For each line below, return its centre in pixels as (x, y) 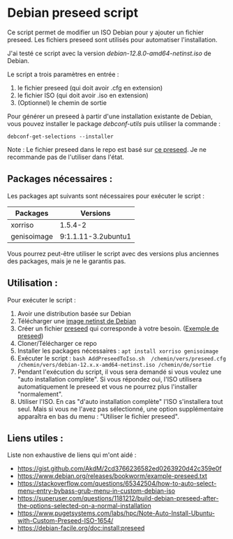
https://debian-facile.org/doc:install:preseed (81, 528)
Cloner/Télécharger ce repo (57, 343)
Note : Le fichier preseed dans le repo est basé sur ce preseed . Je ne (107, 149)
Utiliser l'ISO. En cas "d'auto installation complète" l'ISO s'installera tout (120, 401)
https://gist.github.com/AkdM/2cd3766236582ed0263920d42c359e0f (119, 469)
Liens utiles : (36, 438)
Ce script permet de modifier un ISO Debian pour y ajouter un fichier (106, 32)
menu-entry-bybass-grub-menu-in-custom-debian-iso (96, 491)
